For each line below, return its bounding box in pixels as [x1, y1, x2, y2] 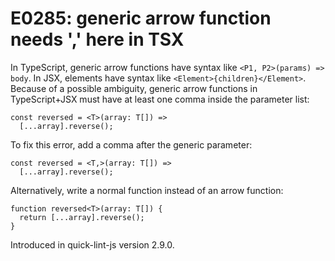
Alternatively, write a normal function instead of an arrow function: [10, 184, 284, 196]
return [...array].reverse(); [19, 212, 145, 222]
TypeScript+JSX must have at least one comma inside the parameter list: [10, 93, 310, 105]
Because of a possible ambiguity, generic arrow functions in [10, 82, 258, 94]
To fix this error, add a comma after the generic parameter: [10, 138, 253, 151]
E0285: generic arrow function [10, 7, 272, 30]
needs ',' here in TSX [10, 28, 185, 51]
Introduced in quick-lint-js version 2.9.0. [10, 238, 175, 251]
